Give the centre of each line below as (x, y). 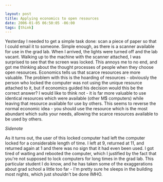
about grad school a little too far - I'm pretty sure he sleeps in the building (79, 169)
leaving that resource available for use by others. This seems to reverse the (81, 103)
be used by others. (24, 119)
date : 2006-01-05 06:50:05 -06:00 (40, 23)
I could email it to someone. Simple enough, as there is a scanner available (80, 46)
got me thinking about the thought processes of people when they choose (80, 67)
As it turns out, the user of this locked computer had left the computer (75, 138)
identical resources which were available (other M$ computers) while (74, 99)
